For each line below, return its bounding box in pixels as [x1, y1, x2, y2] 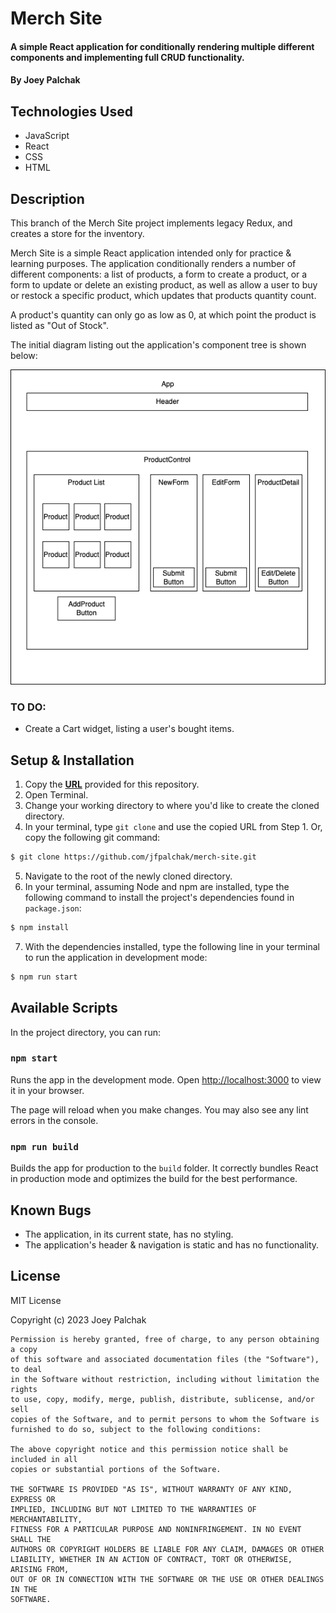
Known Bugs [10, 1202, 92, 1219]
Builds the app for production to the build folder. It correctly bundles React [10, 1162, 319, 1174]
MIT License [10, 1294, 62, 1306]
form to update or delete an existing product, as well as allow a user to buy [10, 279, 318, 291]
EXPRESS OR [10, 1494, 56, 1504]
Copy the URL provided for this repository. [24, 778, 200, 791]
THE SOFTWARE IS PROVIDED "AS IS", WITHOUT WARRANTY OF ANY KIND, [10, 1484, 293, 1494]
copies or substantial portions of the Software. [10, 1464, 222, 1474]
